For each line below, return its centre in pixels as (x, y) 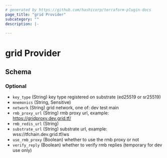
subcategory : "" (22, 19)
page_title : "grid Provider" (36, 15)
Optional (16, 86)
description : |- (22, 24)
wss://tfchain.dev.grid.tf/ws (41, 134)
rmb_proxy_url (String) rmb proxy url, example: (61, 113)
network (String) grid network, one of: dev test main (65, 108)
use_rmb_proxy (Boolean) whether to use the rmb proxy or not (76, 139)
